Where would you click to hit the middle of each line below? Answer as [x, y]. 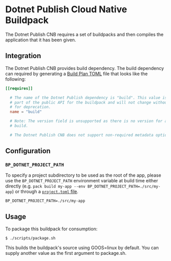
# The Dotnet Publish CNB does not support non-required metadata [82, 135]
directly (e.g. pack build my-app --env [45, 186]
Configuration [28, 151]
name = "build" [26, 112]
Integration [23, 56]
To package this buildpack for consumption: [51, 229]
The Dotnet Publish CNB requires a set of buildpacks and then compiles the [84, 34]
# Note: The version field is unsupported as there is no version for [86, 121]
